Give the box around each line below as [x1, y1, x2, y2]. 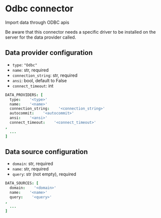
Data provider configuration [5, 49, 93, 57]
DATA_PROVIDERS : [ [5, 92, 43, 97]
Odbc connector [5, 3, 74, 14]
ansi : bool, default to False [12, 77, 67, 83]
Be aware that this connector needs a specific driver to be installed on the [5, 29, 156, 35]
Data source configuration [5, 147, 88, 156]
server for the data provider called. [5, 34, 76, 40]
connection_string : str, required [12, 72, 78, 78]
